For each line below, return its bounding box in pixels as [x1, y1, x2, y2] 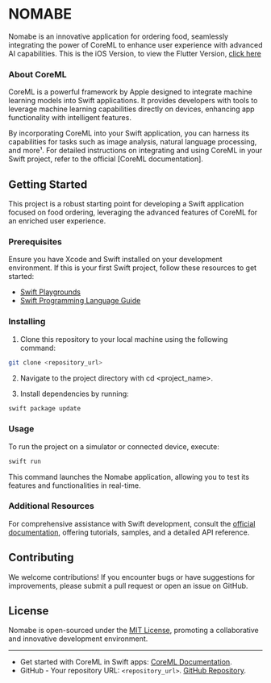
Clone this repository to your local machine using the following [19, 334, 228, 344]
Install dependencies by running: [19, 389, 129, 398]
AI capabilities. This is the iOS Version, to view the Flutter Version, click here [8, 48, 262, 58]
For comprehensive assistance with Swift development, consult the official [8, 518, 256, 528]
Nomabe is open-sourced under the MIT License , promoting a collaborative [8, 626, 260, 635]
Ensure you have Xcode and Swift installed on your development [8, 255, 223, 264]
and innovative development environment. [8, 634, 148, 643]
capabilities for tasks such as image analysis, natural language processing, [8, 137, 257, 147]
